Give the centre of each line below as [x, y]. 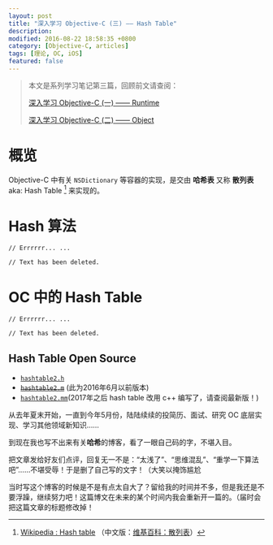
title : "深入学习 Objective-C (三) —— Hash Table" [93, 24]
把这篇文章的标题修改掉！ [51, 508]
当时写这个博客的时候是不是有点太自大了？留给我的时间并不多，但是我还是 [133, 487]
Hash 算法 [42, 226]
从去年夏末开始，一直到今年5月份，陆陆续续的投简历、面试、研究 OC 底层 [132, 415]
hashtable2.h [42, 378]
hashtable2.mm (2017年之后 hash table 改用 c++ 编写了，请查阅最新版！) [139, 398]
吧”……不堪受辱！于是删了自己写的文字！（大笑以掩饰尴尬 [105, 470]
